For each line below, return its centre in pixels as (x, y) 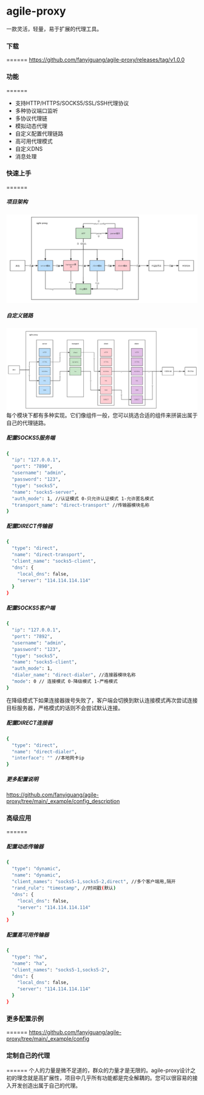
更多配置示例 (25, 1018)
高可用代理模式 (34, 141)
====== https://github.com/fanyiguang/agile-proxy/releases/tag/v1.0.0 (96, 60)
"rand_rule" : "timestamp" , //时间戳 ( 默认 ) (64, 888)
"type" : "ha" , (29, 957)
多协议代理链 (31, 118)
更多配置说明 (22, 779)
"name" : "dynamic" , (36, 875)
